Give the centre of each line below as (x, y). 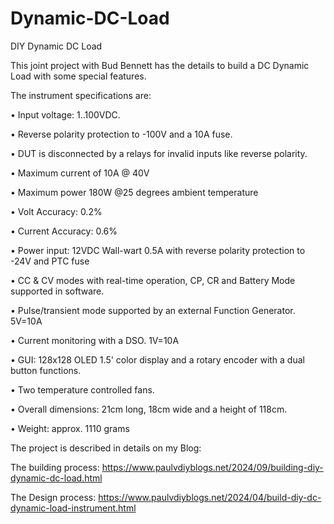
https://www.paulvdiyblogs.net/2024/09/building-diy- (212, 467)
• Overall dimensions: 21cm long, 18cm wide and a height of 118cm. (149, 409)
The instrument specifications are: (81, 95)
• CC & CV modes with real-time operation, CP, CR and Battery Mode (153, 280)
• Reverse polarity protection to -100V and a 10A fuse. (121, 134)
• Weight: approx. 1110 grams (70, 428)
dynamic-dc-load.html (56, 478)
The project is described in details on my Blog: (106, 448)
